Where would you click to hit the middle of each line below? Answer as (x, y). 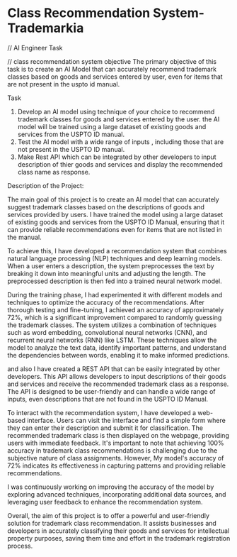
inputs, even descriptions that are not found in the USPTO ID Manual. (108, 399)
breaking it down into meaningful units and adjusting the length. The (107, 273)
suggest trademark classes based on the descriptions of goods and (106, 206)
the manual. (24, 237)
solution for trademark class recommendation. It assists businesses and (112, 523)
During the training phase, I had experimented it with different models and (115, 294)
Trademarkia (46, 28)
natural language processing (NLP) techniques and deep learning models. (115, 258)
